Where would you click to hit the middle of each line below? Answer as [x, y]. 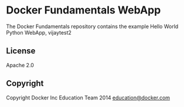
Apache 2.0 [20, 65]
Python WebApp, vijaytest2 [39, 32]
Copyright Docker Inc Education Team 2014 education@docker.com [88, 98]
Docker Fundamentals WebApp [84, 10]
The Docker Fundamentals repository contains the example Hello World [92, 26]
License [21, 51]
